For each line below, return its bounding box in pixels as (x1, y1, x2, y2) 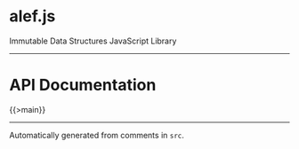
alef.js (9, 6, 56, 27)
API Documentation (9, 75, 157, 95)
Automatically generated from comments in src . (9, 129, 185, 140)
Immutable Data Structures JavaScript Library (9, 35, 177, 46)
